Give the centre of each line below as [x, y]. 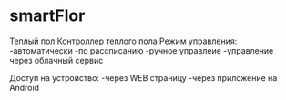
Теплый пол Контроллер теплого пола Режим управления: [123, 41]
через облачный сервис [56, 60]
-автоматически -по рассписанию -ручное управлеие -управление [142, 50]
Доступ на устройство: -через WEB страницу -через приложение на [143, 77]
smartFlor [47, 16]
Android [24, 87]
